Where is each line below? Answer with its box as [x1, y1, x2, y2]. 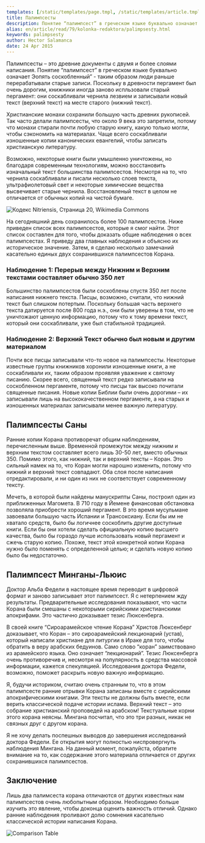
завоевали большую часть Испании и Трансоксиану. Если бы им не [6, 513, 184, 520]
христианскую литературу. [6, 143, 77, 150]
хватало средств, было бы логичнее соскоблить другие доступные [6, 519, 182, 527]
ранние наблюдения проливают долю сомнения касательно [6, 811, 164, 819]
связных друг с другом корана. [6, 720, 88, 727]
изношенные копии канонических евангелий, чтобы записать [6, 136, 168, 144]
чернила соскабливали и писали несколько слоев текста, [6, 174, 157, 182]
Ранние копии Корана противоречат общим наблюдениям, [6, 436, 160, 444]
